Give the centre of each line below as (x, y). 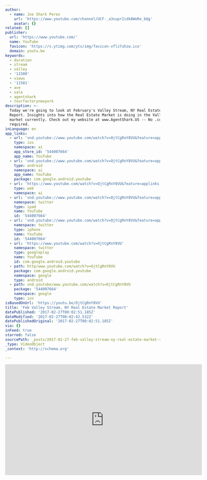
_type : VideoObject (25, 344)
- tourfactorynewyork (32, 102)
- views (17, 78)
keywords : (15, 55)
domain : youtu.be (27, 51)
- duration (21, 60)
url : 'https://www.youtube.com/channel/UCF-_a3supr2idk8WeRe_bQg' (83, 19)
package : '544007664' (36, 289)
